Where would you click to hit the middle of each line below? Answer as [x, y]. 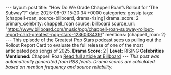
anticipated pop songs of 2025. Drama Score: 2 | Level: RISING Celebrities [85, 51]
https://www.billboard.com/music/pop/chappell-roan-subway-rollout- [81, 29]
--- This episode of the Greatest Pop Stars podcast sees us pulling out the [83, 40]
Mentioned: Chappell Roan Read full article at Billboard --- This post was [82, 56]
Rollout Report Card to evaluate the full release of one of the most [74, 45]
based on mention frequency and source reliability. [59, 67]
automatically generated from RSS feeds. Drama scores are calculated [80, 61]
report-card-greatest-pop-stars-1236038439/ [54, 34]
